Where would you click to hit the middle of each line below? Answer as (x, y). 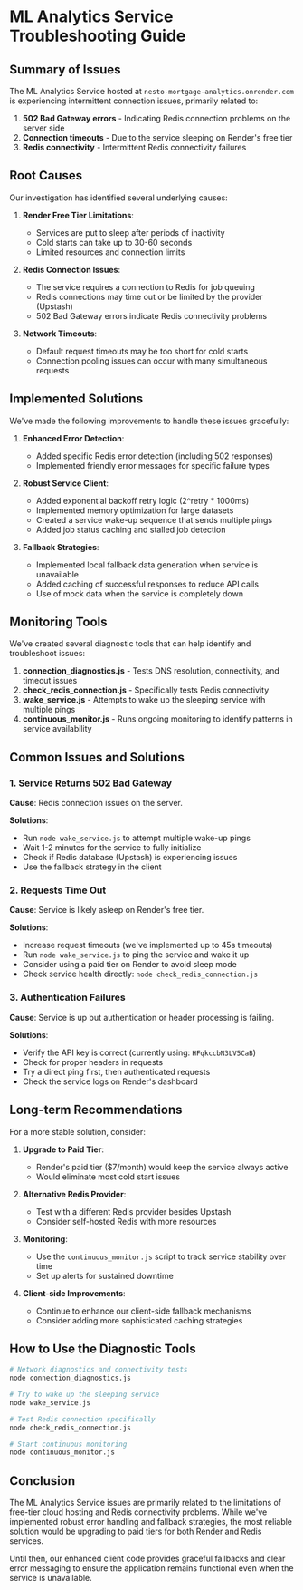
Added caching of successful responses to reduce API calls (147, 584)
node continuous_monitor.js (62, 1452)
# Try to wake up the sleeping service (85, 1395)
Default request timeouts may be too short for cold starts (142, 351)
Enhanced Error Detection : (73, 438)
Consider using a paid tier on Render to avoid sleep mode (129, 965)
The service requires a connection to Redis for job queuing (146, 286)
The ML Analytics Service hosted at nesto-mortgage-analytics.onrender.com (151, 91)
